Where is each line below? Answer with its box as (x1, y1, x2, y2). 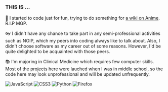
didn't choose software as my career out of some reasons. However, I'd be (5, 43, 161, 49)
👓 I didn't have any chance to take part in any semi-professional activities (5, 30, 160, 36)
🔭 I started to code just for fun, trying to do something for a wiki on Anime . (5, 15, 160, 21)
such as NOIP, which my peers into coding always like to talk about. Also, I (5, 38, 160, 44)
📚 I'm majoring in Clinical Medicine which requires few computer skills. (5, 59, 154, 65)
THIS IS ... (5, 4, 30, 11)
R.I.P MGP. (5, 20, 28, 26)
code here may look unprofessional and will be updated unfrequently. (5, 71, 150, 77)
